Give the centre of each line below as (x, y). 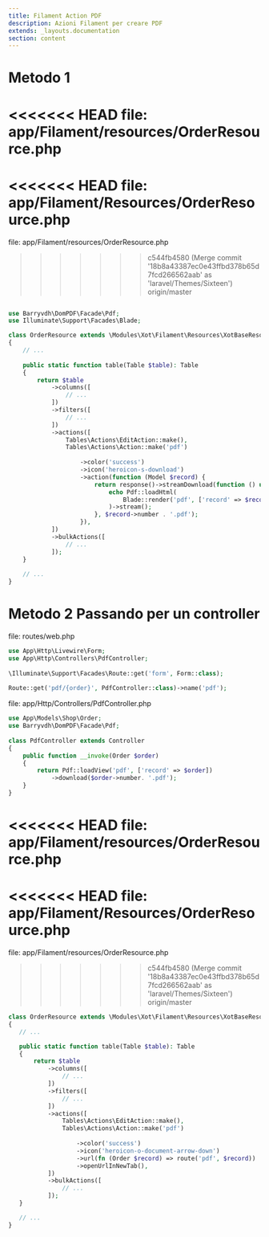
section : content (37, 38)
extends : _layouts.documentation (64, 31)
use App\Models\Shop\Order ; (55, 719)
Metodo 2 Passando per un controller (134, 614)
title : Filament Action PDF (55, 16)
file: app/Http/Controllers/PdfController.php (80, 704)
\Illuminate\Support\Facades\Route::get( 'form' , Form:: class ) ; (116, 673)
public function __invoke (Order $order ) (91, 756)
